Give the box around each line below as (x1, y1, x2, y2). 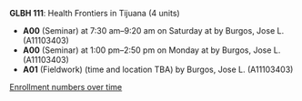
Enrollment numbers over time (9, 82, 123, 92)
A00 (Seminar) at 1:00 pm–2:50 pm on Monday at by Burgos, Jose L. (22, 45, 281, 56)
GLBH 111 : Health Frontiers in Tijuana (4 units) (9, 8, 180, 18)
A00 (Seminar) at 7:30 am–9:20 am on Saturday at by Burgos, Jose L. (22, 25, 285, 35)
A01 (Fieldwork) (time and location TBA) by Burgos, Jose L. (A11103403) (22, 64, 294, 75)
